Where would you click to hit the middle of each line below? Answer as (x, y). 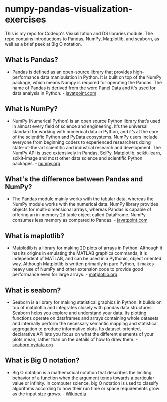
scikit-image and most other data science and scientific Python (77, 158)
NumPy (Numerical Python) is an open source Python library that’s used (86, 121)
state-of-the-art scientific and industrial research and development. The (86, 147)
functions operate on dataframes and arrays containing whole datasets (85, 318)
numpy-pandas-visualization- (69, 9)
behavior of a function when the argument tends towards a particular (83, 378)
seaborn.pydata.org (33, 345)
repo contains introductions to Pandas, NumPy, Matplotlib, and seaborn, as (82, 39)
